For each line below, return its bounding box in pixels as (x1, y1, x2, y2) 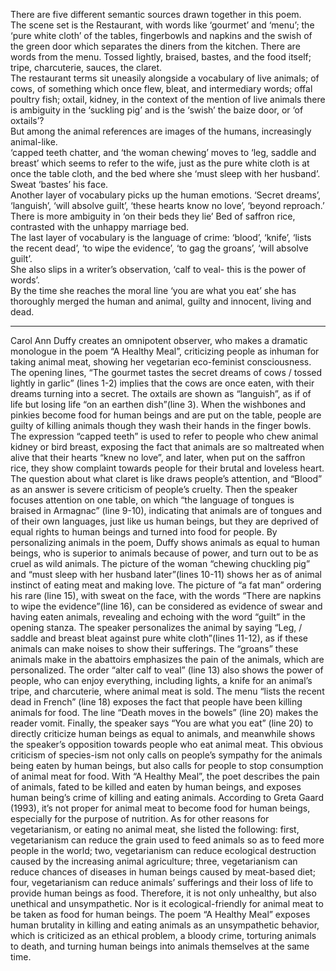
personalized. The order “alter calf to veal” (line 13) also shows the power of (10, 664, 324, 676)
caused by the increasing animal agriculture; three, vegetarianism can (10, 855, 298, 867)
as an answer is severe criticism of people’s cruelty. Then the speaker (10, 484, 298, 495)
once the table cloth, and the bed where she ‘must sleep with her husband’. (10, 168, 321, 179)
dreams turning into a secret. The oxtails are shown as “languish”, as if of (10, 388, 312, 399)
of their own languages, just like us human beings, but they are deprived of (10, 515, 319, 527)
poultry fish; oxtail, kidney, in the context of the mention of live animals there (10, 94, 326, 105)
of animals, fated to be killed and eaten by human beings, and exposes (10, 781, 302, 793)
